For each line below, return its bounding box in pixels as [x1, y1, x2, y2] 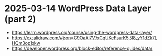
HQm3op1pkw [11, 40, 40, 46]
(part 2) [4, 13, 36, 25]
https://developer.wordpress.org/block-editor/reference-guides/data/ [11, 45, 153, 51]
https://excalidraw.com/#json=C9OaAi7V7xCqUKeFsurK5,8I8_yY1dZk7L [11, 35, 158, 41]
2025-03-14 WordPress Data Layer [4, 3, 151, 14]
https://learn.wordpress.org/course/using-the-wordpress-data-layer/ [11, 29, 152, 35]
